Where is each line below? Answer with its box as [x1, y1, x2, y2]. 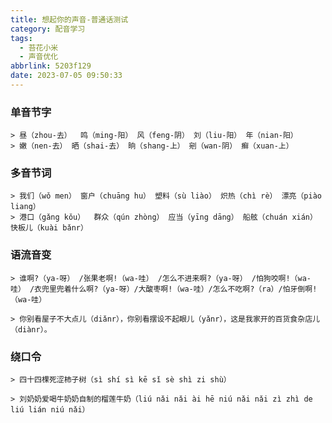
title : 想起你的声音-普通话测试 [10, 14, 129, 25]
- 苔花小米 [19, 42, 59, 53]
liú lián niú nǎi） [10, 405, 90, 415]
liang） [10, 202, 41, 212]
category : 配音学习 [10, 24, 86, 34]
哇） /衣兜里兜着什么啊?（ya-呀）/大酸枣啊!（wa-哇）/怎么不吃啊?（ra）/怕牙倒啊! [10, 284, 318, 294]
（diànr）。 [10, 324, 52, 335]
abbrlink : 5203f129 [10, 61, 92, 71]
